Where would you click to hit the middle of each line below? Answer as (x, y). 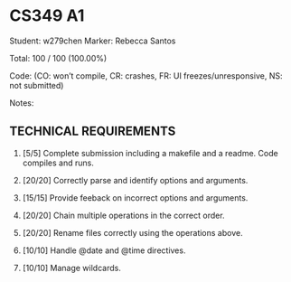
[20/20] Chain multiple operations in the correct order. (123, 215)
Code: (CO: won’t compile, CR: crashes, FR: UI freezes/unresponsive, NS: (146, 75)
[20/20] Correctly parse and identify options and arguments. (135, 180)
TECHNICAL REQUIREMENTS (93, 132)
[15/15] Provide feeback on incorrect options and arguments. (135, 197)
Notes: (22, 103)
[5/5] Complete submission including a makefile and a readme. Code (150, 153)
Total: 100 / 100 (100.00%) (58, 58)
